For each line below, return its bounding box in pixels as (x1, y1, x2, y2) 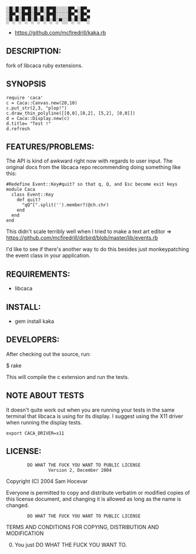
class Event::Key (11, 192, 54, 198)
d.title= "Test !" (6, 121, 51, 127)
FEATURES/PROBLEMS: (6, 142, 95, 152)
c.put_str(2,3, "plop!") (6, 105, 67, 111)
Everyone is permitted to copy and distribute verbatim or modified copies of (6, 489, 190, 496)
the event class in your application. (6, 252, 91, 259)
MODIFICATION (6, 530, 44, 537)
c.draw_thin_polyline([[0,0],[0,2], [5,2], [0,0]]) (6, 110, 135, 116)
